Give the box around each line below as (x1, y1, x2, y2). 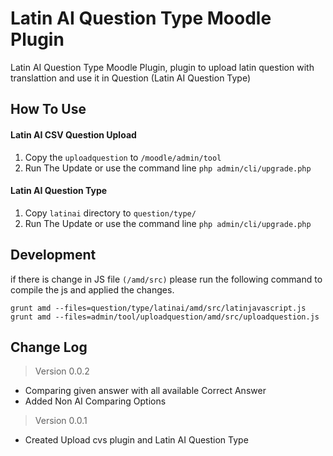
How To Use (10, 101, 87, 118)
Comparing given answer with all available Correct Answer (24, 385, 267, 397)
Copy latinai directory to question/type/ (24, 207, 197, 219)
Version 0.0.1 (34, 415, 88, 427)
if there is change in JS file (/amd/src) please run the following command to (10, 273, 323, 285)
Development (10, 247, 97, 264)
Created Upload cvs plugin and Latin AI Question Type (24, 434, 249, 446)
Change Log (10, 338, 88, 356)
